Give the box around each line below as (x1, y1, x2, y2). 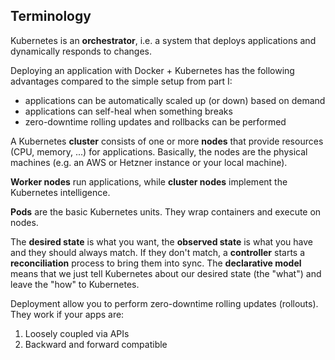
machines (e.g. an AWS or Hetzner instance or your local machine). (10, 156, 288, 168)
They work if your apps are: (10, 308, 125, 320)
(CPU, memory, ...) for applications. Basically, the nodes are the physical (10, 145, 308, 158)
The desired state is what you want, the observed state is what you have (10, 235, 313, 248)
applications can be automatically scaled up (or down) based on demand (24, 94, 326, 106)
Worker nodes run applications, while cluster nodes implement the (10, 175, 288, 188)
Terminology (10, 8, 92, 25)
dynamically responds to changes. (10, 45, 153, 57)
